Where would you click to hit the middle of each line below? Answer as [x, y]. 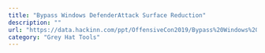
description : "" [35, 23]
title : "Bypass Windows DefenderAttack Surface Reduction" [107, 15]
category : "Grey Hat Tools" [54, 37]
